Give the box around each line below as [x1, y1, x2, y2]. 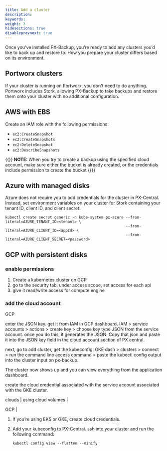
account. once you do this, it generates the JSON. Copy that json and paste [5, 331, 161, 337]
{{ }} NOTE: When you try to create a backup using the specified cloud [5, 156, 150, 162]
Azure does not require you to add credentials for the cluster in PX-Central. [5, 194, 160, 200]
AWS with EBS [5, 108, 51, 116]
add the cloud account [5, 300, 61, 307]
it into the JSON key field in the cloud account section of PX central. [5, 337, 145, 343]
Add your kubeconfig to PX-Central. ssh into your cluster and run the [12, 426, 154, 432]
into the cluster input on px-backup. [5, 357, 79, 363]
